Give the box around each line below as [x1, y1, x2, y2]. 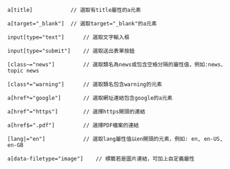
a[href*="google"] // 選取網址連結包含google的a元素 [7, 94, 173, 101]
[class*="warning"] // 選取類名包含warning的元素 [7, 81, 162, 88]
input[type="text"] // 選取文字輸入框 [7, 34, 130, 41]
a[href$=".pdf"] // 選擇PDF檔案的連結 [7, 122, 139, 129]
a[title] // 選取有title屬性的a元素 [7, 6, 141, 13]
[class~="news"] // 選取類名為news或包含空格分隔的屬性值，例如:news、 [7, 61, 226, 68]
